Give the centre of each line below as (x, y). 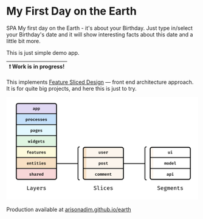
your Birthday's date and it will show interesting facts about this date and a (100, 34)
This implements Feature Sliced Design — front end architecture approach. (100, 82)
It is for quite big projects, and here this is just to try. (71, 88)
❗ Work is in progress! (37, 67)
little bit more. (23, 41)
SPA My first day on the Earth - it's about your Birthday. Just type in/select (100, 28)
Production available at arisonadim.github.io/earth (69, 209)
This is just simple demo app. (43, 52)
